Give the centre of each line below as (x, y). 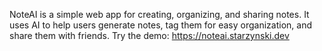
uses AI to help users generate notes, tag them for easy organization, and (160, 25)
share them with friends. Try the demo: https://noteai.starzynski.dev (149, 35)
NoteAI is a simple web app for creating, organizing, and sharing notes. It (159, 14)
